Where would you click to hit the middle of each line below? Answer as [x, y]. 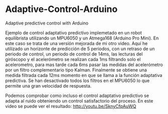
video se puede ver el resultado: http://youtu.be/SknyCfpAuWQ [71, 106]
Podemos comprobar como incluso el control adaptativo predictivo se [77, 95]
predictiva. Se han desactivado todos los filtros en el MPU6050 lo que [77, 80]
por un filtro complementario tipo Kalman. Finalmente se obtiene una [76, 70]
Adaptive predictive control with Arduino [47, 23]
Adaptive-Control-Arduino [61, 9]
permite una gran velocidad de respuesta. [48, 85]
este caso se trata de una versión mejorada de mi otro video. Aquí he [76, 43]
